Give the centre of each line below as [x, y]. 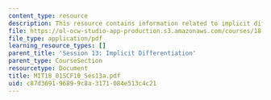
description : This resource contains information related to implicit [129, 23]
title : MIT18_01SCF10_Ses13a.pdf [65, 76]
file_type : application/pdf [56, 38]
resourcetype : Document [48, 69]
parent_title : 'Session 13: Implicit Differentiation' [102, 53]
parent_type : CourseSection [56, 61]
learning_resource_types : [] [57, 46]
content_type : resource [48, 16]
